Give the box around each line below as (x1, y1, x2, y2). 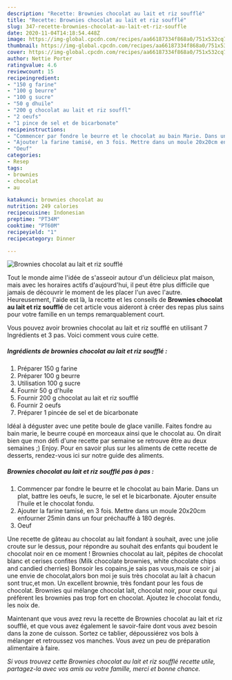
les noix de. (7, 601, 40, 609)
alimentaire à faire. (7, 644, 60, 652)
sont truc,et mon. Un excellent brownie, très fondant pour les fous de (7, 579, 204, 587)
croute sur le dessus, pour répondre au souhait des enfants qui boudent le (7, 542, 219, 551)
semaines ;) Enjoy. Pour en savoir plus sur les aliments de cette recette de (7, 444, 217, 452)
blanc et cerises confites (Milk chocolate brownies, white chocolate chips (7, 557, 216, 565)
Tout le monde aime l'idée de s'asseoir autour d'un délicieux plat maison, (7, 274, 215, 282)
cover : (7, 49, 26, 56)
